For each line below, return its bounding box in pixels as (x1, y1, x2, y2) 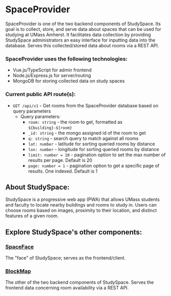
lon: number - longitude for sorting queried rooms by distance (28, 146, 159, 152)
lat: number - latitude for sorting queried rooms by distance (28, 140, 155, 147)
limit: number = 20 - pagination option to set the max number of (28, 152, 166, 158)
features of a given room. (5, 213, 59, 219)
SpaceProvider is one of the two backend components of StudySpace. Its (5, 21, 161, 27)
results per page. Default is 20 (28, 157, 92, 163)
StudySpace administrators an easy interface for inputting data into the (5, 37, 156, 43)
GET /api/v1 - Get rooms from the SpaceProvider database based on (12, 102, 159, 108)
